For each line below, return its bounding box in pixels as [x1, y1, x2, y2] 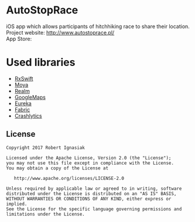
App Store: [6, 35, 32, 42]
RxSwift [14, 75, 33, 82]
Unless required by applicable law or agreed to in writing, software [6, 185, 182, 192]
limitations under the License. [6, 211, 85, 217]
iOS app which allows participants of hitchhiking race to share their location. [6, 23, 190, 30]
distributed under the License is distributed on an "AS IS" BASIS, [6, 190, 177, 196]
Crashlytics [14, 112, 42, 119]
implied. [6, 201, 28, 207]
